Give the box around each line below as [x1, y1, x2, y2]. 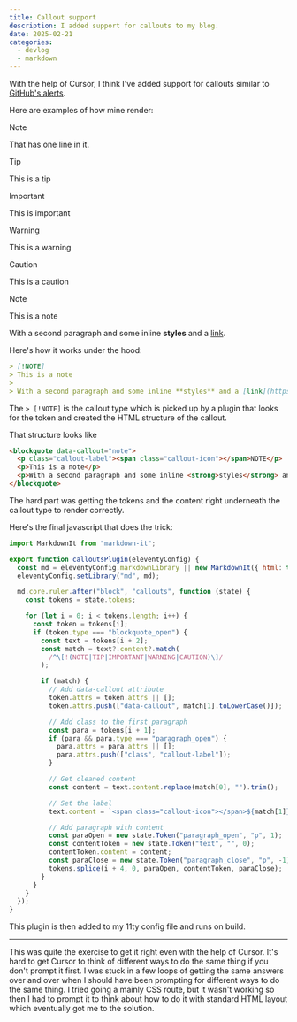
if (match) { [41, 677, 89, 686]
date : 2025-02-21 [9, 29, 73, 38]
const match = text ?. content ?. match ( [41, 644, 179, 653]
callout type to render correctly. [9, 504, 125, 515]
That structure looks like [9, 429, 97, 440]
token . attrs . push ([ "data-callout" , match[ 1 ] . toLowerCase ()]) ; [48, 701, 283, 711]
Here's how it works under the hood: [9, 345, 143, 355]
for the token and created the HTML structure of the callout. [9, 412, 227, 423]
